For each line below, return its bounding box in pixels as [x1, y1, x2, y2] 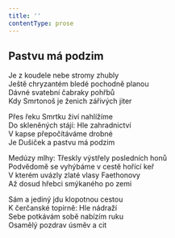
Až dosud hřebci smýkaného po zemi [8, 179, 132, 189]
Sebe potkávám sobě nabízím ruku [8, 211, 123, 222]
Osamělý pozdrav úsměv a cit [8, 220, 107, 230]
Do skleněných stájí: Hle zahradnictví [8, 120, 131, 130]
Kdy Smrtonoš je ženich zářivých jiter [8, 96, 132, 106]
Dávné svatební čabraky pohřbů [8, 88, 115, 98]
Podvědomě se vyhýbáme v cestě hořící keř [8, 162, 155, 172]
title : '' [8, 11, 42, 20]
